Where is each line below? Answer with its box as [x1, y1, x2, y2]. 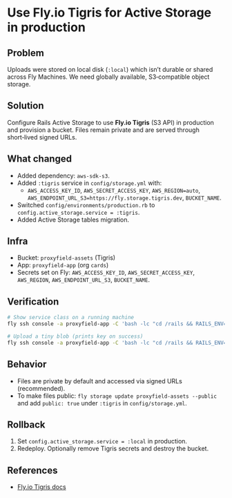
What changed [7, 153, 72, 165]
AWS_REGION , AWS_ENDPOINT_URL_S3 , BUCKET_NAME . [17, 276, 151, 284]
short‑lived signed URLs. [7, 133, 77, 141]
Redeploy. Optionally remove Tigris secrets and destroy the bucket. [17, 444, 209, 453]
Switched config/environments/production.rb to [17, 200, 155, 209]
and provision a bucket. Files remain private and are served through [7, 126, 200, 134]
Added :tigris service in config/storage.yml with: [17, 178, 162, 187]
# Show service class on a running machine [7, 314, 135, 321]
